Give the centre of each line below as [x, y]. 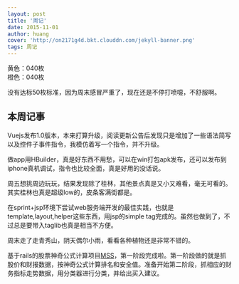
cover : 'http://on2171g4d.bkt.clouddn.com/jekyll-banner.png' [101, 41]
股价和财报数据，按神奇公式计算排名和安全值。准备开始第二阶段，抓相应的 [116, 264]
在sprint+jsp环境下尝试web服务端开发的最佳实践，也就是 [91, 207]
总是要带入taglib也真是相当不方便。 [65, 225]
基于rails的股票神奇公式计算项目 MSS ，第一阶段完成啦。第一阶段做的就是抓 [117, 255]
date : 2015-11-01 [33, 27]
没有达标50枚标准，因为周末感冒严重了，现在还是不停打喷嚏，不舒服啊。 [114, 92]
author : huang [28, 34]
